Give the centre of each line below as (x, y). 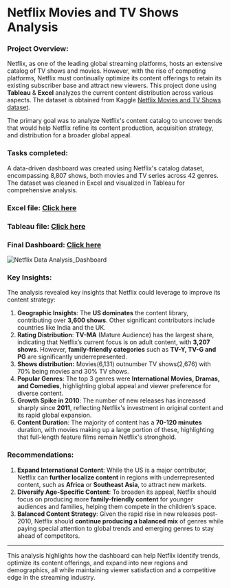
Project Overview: (38, 49)
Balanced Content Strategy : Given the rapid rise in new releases (109, 514)
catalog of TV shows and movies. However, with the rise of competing (107, 71)
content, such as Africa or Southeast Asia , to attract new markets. (112, 484)
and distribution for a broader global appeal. (69, 135)
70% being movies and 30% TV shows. (73, 372)
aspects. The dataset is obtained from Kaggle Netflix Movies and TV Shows (114, 100)
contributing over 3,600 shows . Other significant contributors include (116, 320)
